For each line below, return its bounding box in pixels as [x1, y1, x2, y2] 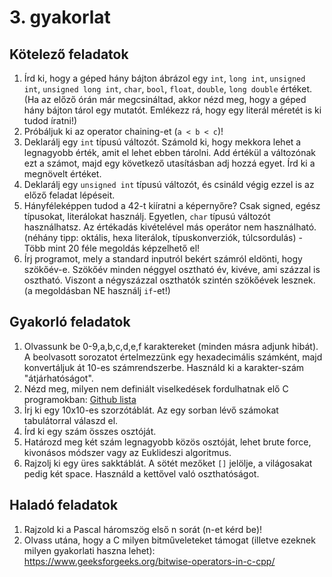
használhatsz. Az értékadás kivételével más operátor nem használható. [23, 221, 317, 233]
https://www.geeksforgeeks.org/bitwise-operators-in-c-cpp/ [23, 555, 276, 567]
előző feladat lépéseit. [23, 189, 116, 201]
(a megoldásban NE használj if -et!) [23, 285, 171, 296]
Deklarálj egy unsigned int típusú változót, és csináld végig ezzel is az [23, 179, 315, 190]
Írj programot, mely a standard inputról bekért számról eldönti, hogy [23, 253, 303, 265]
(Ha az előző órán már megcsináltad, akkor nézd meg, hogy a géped [23, 94, 307, 105]
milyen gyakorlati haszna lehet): [23, 544, 156, 556]
